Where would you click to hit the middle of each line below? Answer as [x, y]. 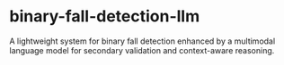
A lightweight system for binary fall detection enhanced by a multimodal [142, 41]
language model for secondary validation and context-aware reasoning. [142, 50]
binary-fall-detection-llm [105, 16]
